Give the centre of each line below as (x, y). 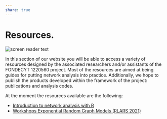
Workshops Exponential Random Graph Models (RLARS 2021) (77, 111)
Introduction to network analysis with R (53, 105)
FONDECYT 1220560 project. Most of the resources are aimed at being (79, 69)
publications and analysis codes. (39, 86)
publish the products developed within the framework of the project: (76, 80)
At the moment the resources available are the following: (64, 95)
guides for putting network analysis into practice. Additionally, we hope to (82, 75)
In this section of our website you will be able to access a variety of (75, 59)
